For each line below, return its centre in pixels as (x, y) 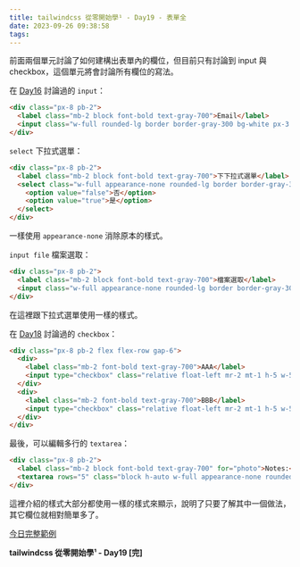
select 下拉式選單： (46, 150)
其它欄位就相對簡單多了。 (56, 514)
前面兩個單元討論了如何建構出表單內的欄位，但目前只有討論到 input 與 (138, 61)
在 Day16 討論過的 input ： (57, 91)
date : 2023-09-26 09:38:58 (59, 26)
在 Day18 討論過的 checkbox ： (63, 334)
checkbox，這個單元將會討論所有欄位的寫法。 (94, 71)
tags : (19, 34)
